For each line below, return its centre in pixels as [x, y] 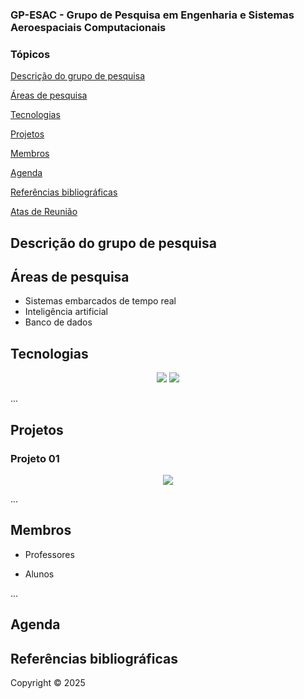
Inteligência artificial [66, 312]
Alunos [39, 574]
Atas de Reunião [44, 212]
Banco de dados [58, 322]
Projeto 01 [35, 458]
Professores [49, 554]
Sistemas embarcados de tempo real [100, 301]
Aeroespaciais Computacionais [88, 27]
